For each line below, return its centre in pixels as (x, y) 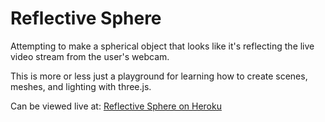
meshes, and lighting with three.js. (81, 86)
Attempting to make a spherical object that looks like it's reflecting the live (162, 46)
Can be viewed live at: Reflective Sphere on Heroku (116, 106)
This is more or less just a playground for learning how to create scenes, (159, 76)
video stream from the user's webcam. (90, 56)
